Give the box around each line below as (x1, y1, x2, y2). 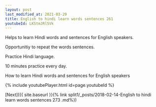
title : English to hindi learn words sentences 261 (5, 16, 113, 21)
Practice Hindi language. (5, 54, 55, 60)
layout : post (5, 7, 32, 12)
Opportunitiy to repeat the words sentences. (5, 44, 95, 50)
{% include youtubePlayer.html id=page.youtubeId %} (5, 82, 115, 88)
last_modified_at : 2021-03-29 (5, 12, 67, 17)
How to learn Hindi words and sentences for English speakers (5, 72, 130, 79)
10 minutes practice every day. (5, 63, 67, 69)
